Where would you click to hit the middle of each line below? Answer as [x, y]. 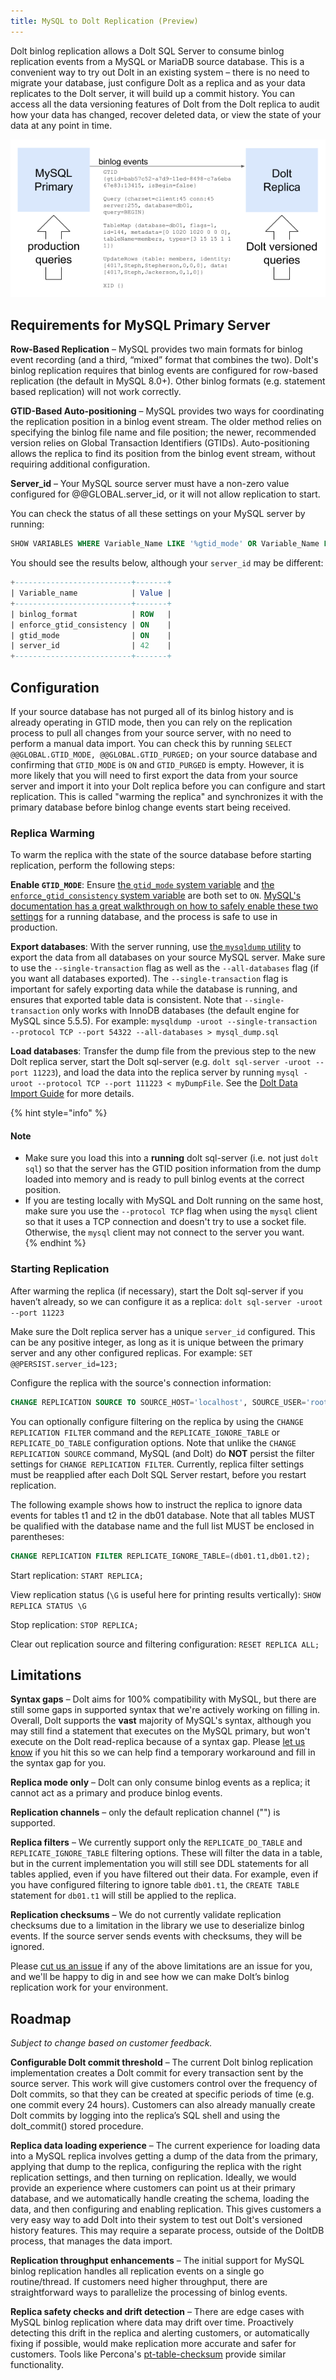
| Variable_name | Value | [91, 593]
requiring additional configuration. [80, 464]
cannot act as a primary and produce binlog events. [116, 1793]
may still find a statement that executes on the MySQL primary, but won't [160, 1731]
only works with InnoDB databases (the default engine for [180, 1011]
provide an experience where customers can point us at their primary [153, 2188]
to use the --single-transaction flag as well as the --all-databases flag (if [164, 968]
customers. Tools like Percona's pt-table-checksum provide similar [148, 2354]
